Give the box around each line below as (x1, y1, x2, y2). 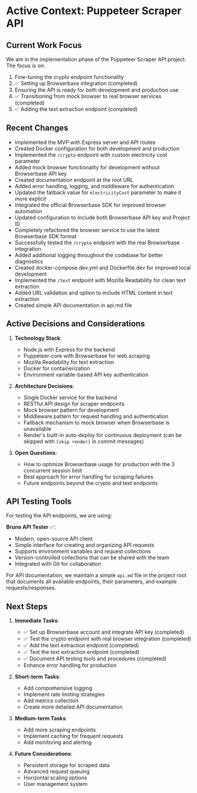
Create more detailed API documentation (23, 703, 123, 710)
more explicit (14, 195, 47, 202)
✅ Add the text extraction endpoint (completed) (23, 642, 140, 649)
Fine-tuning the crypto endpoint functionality (14, 74, 124, 80)
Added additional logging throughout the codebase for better (14, 251, 163, 258)
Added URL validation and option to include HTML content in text (14, 289, 173, 296)
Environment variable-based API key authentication (23, 371, 149, 378)
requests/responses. (6, 584, 57, 591)
